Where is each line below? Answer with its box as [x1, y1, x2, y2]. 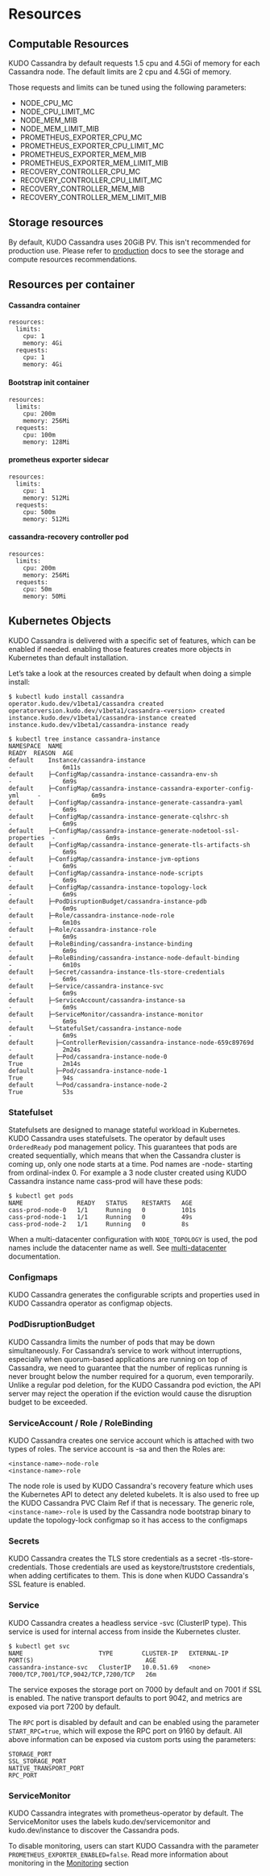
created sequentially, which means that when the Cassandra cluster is [8, 1151, 242, 1160]
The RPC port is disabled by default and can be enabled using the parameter [8, 1717, 260, 1727]
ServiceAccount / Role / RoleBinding [8, 1417, 153, 1428]
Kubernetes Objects [8, 614, 111, 628]
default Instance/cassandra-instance [8, 756, 147, 764]
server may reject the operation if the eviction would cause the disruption [8, 1389, 252, 1398]
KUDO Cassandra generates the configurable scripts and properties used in [8, 1290, 260, 1300]
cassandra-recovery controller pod [8, 532, 129, 541]
